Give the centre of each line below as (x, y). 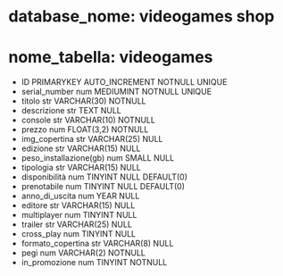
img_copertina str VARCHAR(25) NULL (92, 139)
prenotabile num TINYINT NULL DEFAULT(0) (103, 187)
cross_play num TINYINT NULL (78, 234)
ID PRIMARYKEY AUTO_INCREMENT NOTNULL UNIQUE (124, 82)
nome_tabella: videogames (111, 58)
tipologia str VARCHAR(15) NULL (81, 168)
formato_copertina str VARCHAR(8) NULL (97, 244)
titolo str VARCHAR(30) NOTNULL (83, 101)
